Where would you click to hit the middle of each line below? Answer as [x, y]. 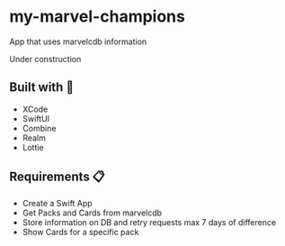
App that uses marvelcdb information [78, 41]
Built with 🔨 [42, 87]
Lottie [33, 147]
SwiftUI [36, 118]
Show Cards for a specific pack [80, 232]
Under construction [45, 59]
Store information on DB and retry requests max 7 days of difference [149, 222]
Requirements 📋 [57, 177]
